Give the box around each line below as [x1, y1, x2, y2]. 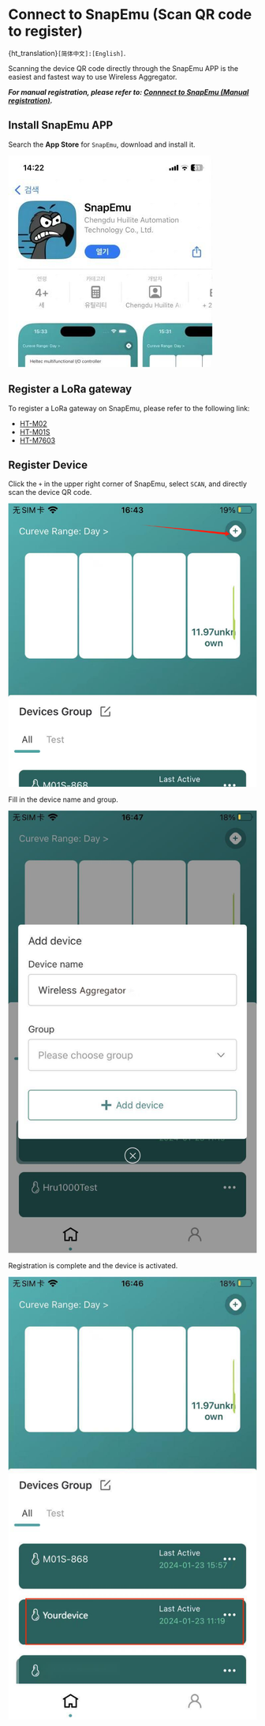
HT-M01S [19, 427, 50, 436]
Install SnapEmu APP [8, 118, 114, 132]
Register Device [8, 458, 88, 471]
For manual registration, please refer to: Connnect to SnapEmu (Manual [8, 87, 249, 96]
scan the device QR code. [8, 488, 92, 497]
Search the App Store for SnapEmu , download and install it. [8, 140, 196, 149]
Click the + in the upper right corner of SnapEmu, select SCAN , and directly [8, 479, 247, 489]
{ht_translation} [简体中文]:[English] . [8, 48, 126, 58]
